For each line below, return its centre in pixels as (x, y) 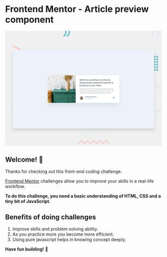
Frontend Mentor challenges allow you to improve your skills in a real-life (80, 181)
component (29, 20)
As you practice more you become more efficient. (63, 234)
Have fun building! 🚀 (27, 249)
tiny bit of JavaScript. (28, 201)
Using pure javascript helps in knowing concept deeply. (69, 240)
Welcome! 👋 (24, 159)
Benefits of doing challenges (50, 217)
